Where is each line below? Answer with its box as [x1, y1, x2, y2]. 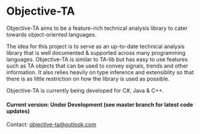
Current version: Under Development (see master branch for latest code [6, 100, 194, 108]
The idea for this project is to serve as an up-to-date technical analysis [6, 43, 185, 50]
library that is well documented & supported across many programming [6, 49, 186, 56]
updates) [6, 107, 30, 115]
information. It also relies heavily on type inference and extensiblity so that [6, 68, 194, 76]
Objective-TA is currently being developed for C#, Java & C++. [6, 86, 164, 94]
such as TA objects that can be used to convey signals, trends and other [6, 62, 188, 69]
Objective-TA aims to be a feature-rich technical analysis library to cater [6, 24, 188, 32]
